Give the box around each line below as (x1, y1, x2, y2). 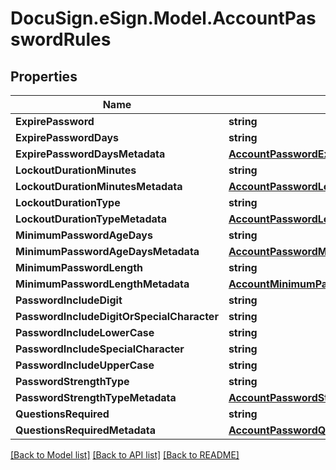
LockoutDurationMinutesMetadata (15, 180, 183, 193)
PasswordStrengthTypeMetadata (15, 391, 177, 404)
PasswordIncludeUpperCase (15, 358, 155, 372)
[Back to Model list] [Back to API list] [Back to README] (10, 449, 240, 461)
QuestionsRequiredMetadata (15, 423, 157, 437)
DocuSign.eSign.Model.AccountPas (10, 7, 317, 30)
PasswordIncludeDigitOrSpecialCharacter (15, 310, 219, 323)
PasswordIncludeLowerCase (15, 326, 155, 339)
